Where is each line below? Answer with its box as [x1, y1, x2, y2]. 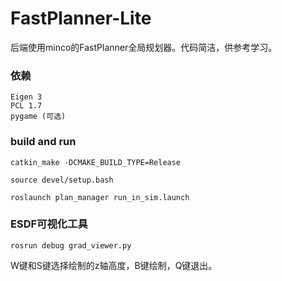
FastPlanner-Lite [10, 7, 152, 30]
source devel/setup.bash [10, 175, 114, 185]
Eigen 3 [10, 92, 43, 102]
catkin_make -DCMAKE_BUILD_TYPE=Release [10, 157, 182, 167]
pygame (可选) [10, 112, 67, 122]
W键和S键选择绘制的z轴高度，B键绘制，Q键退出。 [10, 259, 218, 271]
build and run [10, 135, 77, 149]
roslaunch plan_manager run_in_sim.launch [10, 192, 190, 202]
